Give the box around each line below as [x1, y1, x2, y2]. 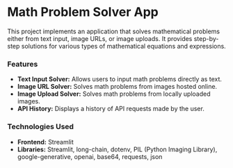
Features [7, 59, 38, 69]
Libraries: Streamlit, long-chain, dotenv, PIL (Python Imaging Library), [17, 145, 218, 153]
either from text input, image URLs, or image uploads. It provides [7, 34, 193, 42]
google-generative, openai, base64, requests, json [17, 152, 163, 160]
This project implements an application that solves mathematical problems [7, 27, 220, 35]
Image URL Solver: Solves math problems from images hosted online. [17, 83, 218, 91]
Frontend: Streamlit [17, 137, 74, 146]
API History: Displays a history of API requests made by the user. [17, 105, 205, 113]
